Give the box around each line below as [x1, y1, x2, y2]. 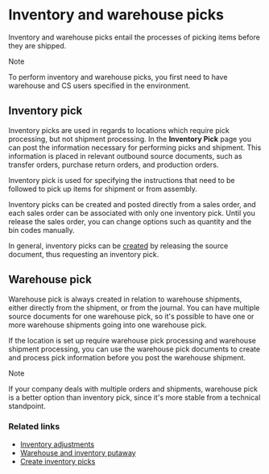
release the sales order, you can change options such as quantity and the [8, 216, 252, 227]
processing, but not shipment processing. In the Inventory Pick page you [8, 134, 252, 143]
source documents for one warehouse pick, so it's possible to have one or [8, 311, 255, 321]
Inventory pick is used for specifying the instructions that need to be [8, 175, 235, 185]
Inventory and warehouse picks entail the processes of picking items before [8, 32, 260, 42]
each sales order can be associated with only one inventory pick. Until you [8, 208, 255, 218]
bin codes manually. [8, 225, 75, 235]
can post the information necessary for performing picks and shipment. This [8, 143, 262, 152]
